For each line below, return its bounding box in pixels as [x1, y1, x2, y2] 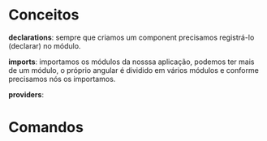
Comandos [8, 118, 84, 137]
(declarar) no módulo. [8, 41, 81, 50]
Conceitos [8, 6, 80, 24]
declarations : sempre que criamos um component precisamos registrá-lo [8, 32, 255, 42]
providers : [8, 89, 45, 99]
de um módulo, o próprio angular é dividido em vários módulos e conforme [8, 65, 260, 75]
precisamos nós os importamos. [8, 74, 116, 83]
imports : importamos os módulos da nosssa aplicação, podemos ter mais [8, 57, 255, 66]
